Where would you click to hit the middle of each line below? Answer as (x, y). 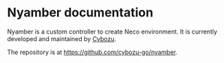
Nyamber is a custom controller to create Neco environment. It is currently (112, 32)
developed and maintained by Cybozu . (62, 38)
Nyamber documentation (80, 13)
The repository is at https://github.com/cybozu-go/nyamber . (92, 52)
